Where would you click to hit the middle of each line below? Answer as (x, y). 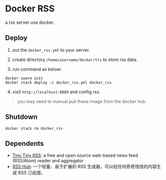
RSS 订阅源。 (32, 173)
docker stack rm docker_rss (34, 128)
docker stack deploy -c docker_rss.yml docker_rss (58, 82)
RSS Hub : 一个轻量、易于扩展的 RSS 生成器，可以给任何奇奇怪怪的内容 (84, 167)
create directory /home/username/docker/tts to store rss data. (75, 60)
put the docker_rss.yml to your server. (51, 50)
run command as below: (37, 69)
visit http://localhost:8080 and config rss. (56, 92)
